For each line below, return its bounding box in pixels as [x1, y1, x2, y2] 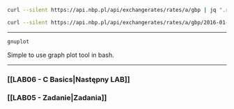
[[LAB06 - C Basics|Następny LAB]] [7, 74, 130, 84]
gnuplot [7, 38, 30, 45]
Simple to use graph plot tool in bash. [7, 51, 115, 59]
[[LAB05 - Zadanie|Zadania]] [7, 93, 107, 103]
